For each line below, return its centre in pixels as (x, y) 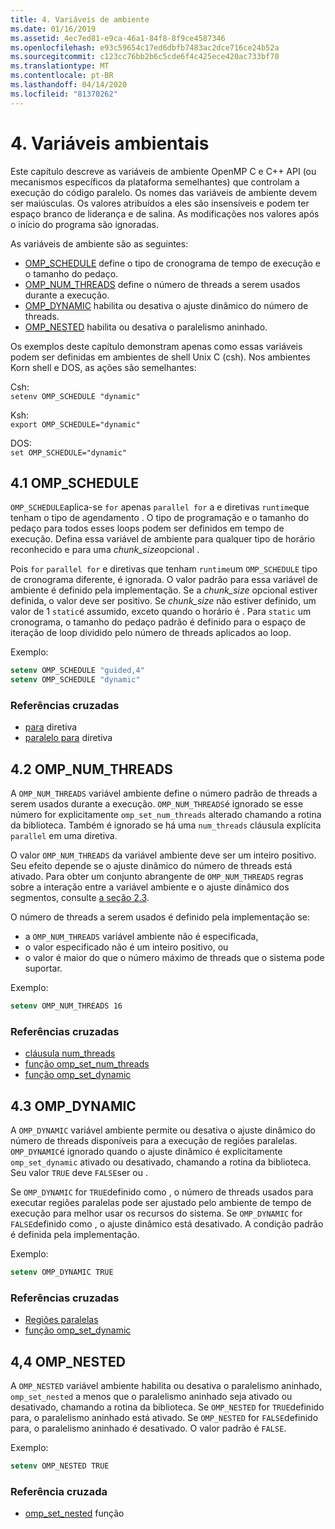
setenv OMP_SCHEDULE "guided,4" (77, 671)
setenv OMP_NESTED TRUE (60, 1466)
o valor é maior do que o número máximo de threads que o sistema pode (174, 958)
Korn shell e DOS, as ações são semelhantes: (103, 367)
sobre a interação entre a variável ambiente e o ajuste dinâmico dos (150, 887)
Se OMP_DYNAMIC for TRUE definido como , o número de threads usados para (162, 1192)
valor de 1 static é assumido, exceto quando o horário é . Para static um (161, 612)
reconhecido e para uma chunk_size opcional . (105, 550)
